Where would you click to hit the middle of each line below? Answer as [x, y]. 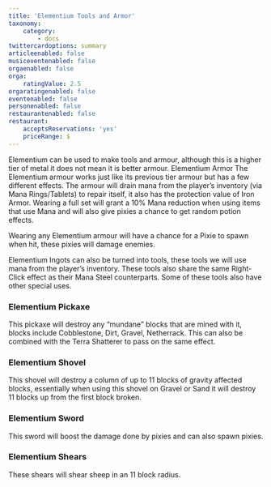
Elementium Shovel [47, 362]
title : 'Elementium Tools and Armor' [72, 16]
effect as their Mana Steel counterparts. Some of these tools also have [144, 277]
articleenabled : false [47, 53]
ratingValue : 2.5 [52, 83]
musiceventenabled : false [52, 62]
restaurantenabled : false [52, 114]
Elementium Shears [48, 457]
